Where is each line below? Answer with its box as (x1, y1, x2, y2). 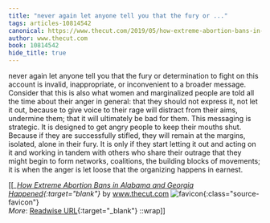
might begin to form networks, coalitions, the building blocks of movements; (8, 156, 261, 165)
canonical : (8, 26, 45, 34)
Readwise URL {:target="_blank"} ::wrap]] (29, 206, 166, 215)
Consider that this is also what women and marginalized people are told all (8, 88, 255, 97)
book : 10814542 (8, 42, 59, 50)
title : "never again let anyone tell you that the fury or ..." (8, 11, 228, 20)
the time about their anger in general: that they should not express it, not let (8, 97, 259, 106)
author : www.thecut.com (8, 34, 88, 43)
